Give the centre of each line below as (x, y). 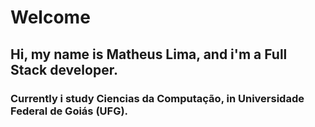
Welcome (50, 17)
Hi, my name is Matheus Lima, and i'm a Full (149, 54)
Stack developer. (64, 69)
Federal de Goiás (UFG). (69, 111)
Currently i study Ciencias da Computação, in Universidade (157, 98)
